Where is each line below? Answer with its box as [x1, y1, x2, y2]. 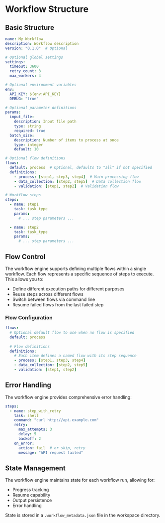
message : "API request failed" [18, 450, 83, 455]
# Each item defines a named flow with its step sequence [14, 353, 137, 358]
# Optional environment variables [5, 82, 77, 87]
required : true [14, 128, 46, 133]
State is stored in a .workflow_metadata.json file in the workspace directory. [5, 512, 161, 519]
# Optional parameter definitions [5, 105, 77, 110]
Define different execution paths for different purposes [12, 285, 125, 292]
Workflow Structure [5, 3, 88, 15]
